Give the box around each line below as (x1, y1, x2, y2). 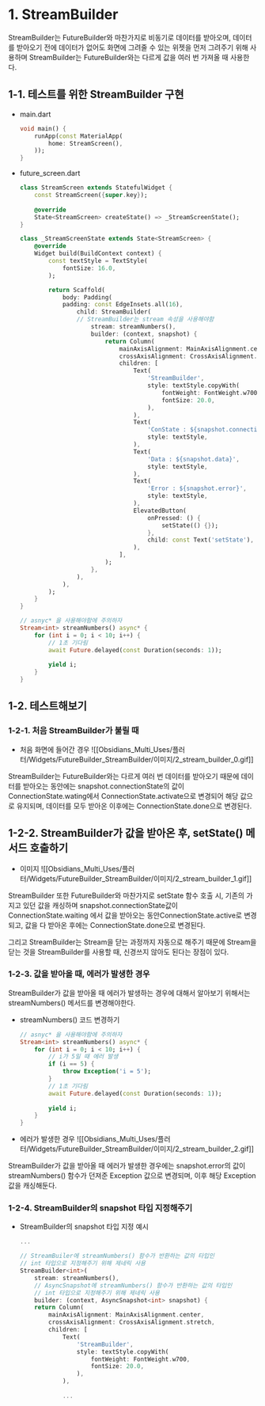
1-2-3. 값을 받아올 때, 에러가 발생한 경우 (8, 968, 150, 979)
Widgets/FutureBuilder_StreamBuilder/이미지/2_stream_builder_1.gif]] (28, 873, 252, 883)
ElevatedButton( (133, 507, 187, 515)
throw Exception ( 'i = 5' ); (62, 1067, 152, 1076)
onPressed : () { (147, 514, 201, 522)
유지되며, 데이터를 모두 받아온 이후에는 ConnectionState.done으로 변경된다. (16, 801, 252, 811)
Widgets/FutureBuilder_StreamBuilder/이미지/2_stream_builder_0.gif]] (28, 754, 254, 764)
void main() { (19, 124, 66, 132)
